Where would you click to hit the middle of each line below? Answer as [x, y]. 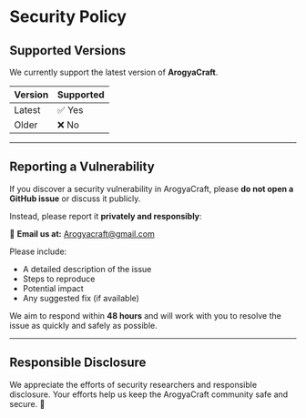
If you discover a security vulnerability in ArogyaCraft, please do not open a [152, 189]
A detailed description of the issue [87, 269]
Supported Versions [67, 51]
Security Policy [68, 17]
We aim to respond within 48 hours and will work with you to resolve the [146, 315]
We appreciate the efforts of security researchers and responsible [133, 384]
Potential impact [53, 288]
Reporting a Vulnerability [82, 167]
